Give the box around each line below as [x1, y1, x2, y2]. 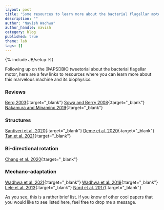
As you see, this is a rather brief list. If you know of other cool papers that [5, 194, 153, 200]
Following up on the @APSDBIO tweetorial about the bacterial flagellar [5, 66, 146, 72]
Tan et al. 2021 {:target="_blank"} [5, 133, 71, 139]
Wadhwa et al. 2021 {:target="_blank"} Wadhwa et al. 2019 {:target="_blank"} [5, 179, 158, 185]
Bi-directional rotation [5, 145, 59, 152]
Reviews [5, 88, 26, 95]
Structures [5, 117, 31, 123]
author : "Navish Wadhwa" [5, 20, 56, 26]
